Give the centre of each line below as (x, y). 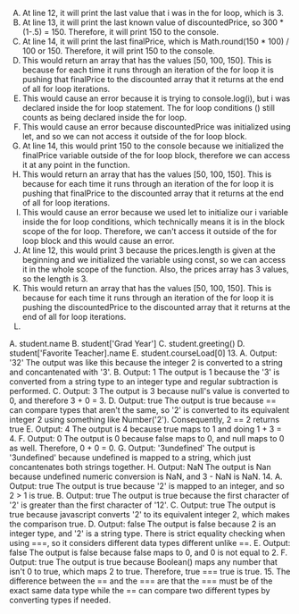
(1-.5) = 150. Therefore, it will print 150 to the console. (120, 32)
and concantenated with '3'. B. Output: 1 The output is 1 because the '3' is (145, 372)
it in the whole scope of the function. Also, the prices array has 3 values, (155, 269)
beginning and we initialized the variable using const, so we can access (154, 260)
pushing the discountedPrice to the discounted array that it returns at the (156, 307)
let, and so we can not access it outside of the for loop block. (134, 136)
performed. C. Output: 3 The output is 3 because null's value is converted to (149, 391)
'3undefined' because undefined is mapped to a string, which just (130, 458)
